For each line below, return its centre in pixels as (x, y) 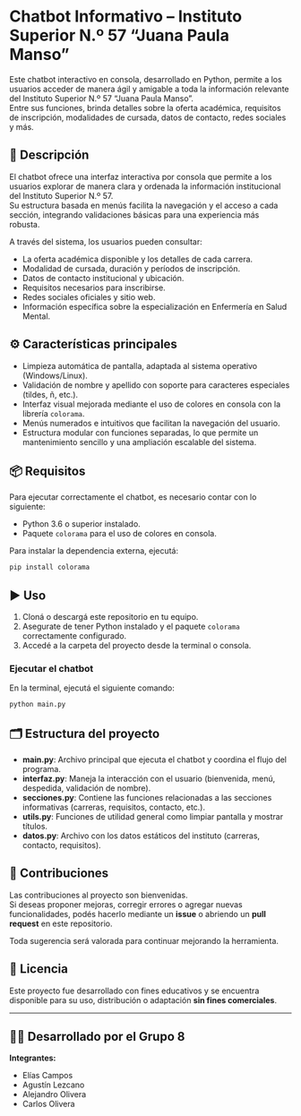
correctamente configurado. (74, 636)
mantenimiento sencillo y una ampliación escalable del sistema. (139, 442)
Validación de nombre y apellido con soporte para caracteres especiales (156, 385)
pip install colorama (50, 567)
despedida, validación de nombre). (86, 788)
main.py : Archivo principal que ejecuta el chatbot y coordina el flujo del (155, 760)
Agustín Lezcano (53, 1085)
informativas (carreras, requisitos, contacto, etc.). (114, 807)
